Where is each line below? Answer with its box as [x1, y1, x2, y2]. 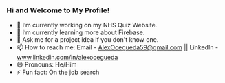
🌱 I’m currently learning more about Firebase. [16, 28, 145, 36]
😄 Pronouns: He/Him [16, 60, 77, 69]
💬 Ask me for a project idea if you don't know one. [16, 36, 159, 44]
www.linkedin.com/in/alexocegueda [16, 54, 118, 62]
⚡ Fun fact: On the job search [16, 68, 100, 77]
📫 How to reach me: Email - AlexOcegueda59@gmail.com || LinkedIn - [16, 43, 218, 51]
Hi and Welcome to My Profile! [6, 5, 110, 15]
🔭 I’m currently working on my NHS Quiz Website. [16, 21, 158, 29]
